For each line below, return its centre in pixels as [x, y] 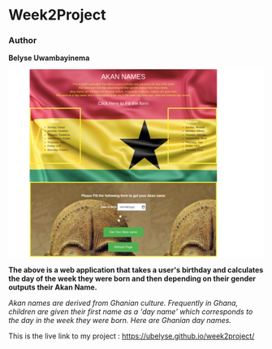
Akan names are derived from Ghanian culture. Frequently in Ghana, [123, 303]
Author [23, 41]
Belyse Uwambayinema [49, 58]
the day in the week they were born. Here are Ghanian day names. [120, 321]
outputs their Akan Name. [53, 287]
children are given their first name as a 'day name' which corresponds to [131, 312]
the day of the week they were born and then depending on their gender [132, 279]
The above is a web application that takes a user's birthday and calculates [136, 270]
